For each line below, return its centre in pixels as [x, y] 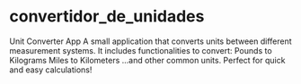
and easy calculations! [51, 70]
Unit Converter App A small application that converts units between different [150, 41]
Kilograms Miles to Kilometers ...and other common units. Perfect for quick [147, 60]
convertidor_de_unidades [107, 17]
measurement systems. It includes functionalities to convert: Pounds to [141, 50]
